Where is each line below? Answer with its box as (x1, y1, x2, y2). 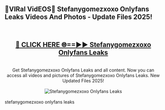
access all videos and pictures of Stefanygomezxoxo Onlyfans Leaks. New (6, 72, 160, 78)
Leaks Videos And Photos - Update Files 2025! (4, 13, 153, 21)
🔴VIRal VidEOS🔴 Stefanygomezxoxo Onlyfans (4, 5, 150, 13)
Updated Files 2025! (62, 77, 104, 83)
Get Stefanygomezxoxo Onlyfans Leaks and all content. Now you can (12, 67, 155, 73)
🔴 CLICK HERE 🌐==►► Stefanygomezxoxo (15, 40, 152, 49)
